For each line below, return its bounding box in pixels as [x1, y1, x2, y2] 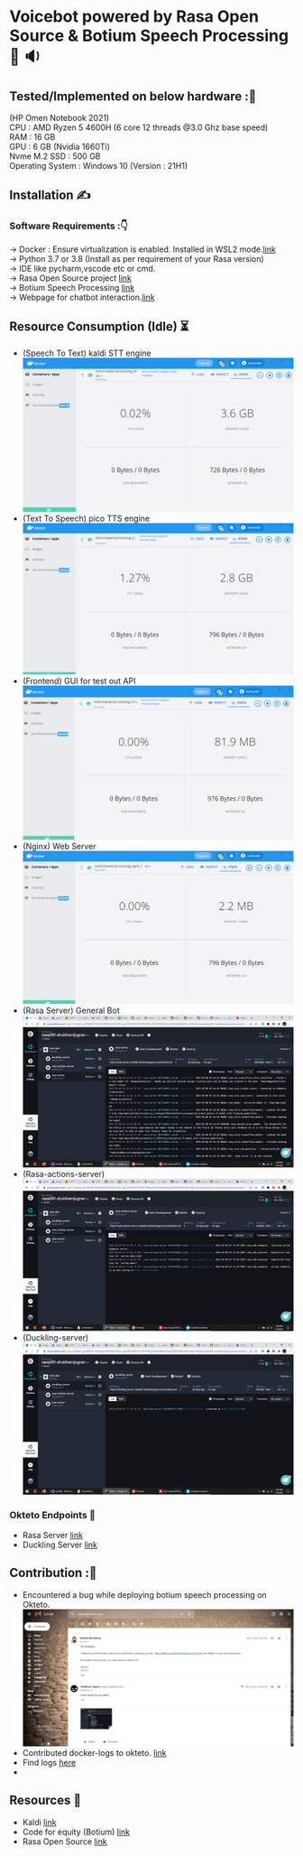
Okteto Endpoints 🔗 [9, 1509, 96, 1522]
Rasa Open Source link [22, 1835, 107, 1847]
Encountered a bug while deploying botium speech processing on [22, 1589, 268, 1600]
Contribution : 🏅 [9, 1565, 97, 1581]
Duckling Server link [22, 1539, 97, 1550]
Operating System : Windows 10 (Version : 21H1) [9, 161, 188, 171]
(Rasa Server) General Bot [22, 1005, 120, 1016]
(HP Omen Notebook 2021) [9, 113, 110, 123]
